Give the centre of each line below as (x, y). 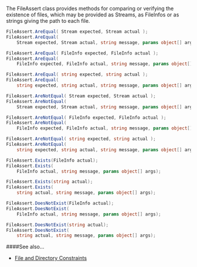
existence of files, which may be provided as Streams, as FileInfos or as (93, 15)
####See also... (25, 247)
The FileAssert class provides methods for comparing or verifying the (90, 8)
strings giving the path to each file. (48, 21)
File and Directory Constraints (50, 258)
